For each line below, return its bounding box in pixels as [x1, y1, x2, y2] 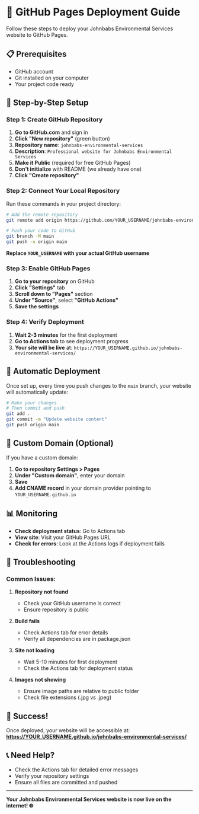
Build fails [14, 618, 40, 625]
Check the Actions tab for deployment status [23, 665, 133, 672]
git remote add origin [6, 217, 62, 223]
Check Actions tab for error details [23, 629, 108, 636]
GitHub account [14, 68, 53, 75]
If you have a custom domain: [6, 454, 79, 461]
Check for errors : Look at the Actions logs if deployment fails [14, 540, 165, 547]
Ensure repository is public [23, 606, 89, 613]
